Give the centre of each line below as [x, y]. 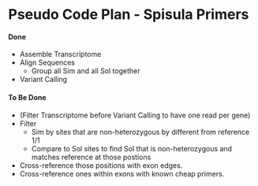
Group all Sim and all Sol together [86, 71]
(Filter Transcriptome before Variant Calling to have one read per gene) [135, 115]
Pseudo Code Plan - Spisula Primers [129, 15]
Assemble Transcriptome [60, 54]
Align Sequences [47, 63]
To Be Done [27, 97]
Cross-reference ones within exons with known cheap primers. [122, 173]
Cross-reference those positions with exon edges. [101, 165]
